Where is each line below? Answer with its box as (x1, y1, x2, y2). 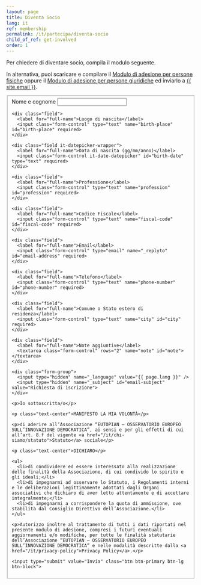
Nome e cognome (11, 97, 56, 105)
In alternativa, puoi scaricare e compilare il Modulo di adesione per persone (6, 70, 193, 78)
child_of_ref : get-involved (6, 37, 77, 43)
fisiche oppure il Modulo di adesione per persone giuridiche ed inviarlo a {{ (6, 76, 191, 84)
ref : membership (6, 25, 47, 32)
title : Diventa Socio (6, 14, 61, 20)
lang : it (6, 20, 28, 26)
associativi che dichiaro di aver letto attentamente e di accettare (11, 490, 189, 496)
